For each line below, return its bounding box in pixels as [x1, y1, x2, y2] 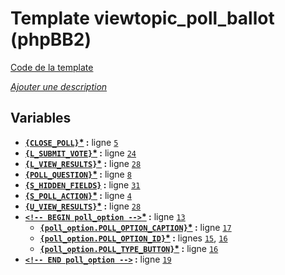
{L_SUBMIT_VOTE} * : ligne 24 [24, 147, 137, 159]
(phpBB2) [10, 28, 92, 51]
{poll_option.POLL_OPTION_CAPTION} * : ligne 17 [39, 221, 232, 233]
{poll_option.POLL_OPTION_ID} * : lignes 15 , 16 [39, 232, 228, 244]
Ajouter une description [10, 80, 108, 92]
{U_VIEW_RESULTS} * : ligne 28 [24, 200, 142, 212]
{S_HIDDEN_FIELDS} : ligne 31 [24, 178, 141, 191]
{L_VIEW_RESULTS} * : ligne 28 [24, 157, 142, 169]
